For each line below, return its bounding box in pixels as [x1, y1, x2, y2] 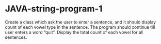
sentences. [5, 34, 28, 40]
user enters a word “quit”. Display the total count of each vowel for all [5, 29, 144, 35]
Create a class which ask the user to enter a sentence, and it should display [5, 19, 156, 25]
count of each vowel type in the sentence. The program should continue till [5, 24, 155, 30]
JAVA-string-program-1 [5, 3, 103, 14]
